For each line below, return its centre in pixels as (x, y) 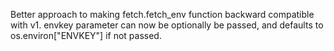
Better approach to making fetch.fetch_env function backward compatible (162, 14)
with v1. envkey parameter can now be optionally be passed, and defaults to (167, 25)
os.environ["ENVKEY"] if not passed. (86, 35)
